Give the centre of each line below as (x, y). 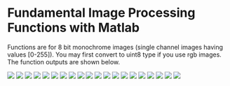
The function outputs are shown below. (64, 62)
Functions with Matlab (74, 28)
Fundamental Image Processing (101, 13)
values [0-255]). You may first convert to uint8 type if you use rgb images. (115, 55)
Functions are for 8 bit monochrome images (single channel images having (115, 47)
